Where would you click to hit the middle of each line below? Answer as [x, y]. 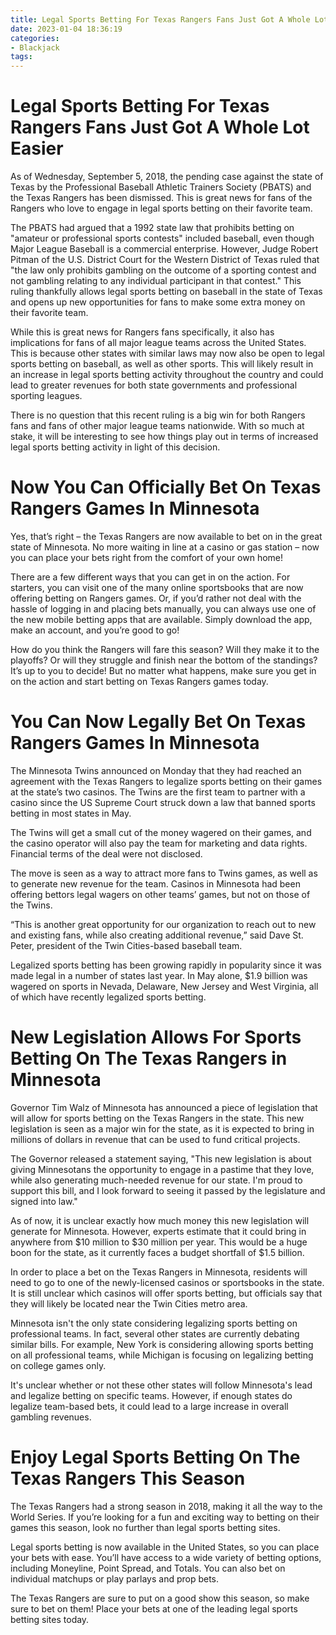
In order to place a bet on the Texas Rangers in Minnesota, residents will [159, 1272]
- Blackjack [35, 47]
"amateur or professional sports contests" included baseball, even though [162, 238]
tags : [21, 57]
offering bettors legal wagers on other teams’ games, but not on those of [160, 894]
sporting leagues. [46, 396]
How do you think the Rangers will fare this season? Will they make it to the [165, 649]
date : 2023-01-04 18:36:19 [66, 29]
